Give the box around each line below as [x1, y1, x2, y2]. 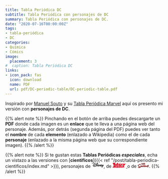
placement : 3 [10, 59, 37, 64]
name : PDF [10, 82, 30, 87]
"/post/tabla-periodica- [111, 157, 159, 163]
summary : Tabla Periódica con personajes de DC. [5, 17, 109, 22]
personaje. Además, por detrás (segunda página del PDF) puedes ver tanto [5, 126, 160, 132]
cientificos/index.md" [5, 163, 50, 169]
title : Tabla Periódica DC [5, 7, 62, 13]
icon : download [10, 77, 42, 82]
